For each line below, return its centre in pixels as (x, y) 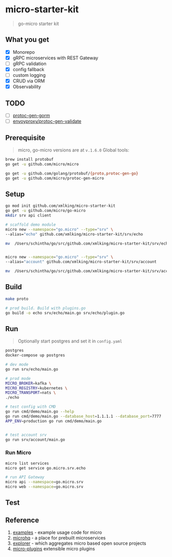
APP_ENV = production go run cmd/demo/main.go (53, 421)
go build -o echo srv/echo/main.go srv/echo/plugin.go (65, 313)
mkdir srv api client (28, 216)
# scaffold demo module (31, 224)
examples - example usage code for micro (57, 532)
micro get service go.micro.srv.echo (46, 468)
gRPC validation (29, 63)
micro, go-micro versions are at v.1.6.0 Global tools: (73, 150)
